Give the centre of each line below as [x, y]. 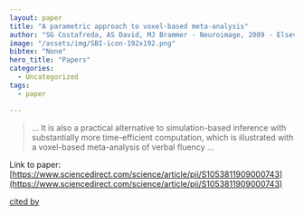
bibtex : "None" [38, 52]
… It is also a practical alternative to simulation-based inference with [159, 127]
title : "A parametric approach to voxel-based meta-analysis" [129, 26]
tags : [19, 85]
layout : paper [36, 18]
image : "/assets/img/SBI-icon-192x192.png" [93, 43]
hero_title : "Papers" [50, 60]
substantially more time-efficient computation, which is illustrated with [162, 137]
